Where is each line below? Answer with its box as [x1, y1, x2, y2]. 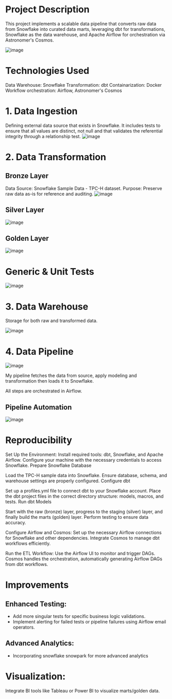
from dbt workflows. [5, 561, 48, 567]
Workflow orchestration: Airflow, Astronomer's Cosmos [5, 87, 122, 93]
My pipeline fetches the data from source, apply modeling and [5, 372, 137, 379]
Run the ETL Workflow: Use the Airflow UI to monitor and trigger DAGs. [5, 551, 156, 556]
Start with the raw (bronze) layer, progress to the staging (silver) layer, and [5, 508, 163, 515]
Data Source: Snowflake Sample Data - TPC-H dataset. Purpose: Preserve [5, 185, 163, 191]
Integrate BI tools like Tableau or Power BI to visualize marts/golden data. [5, 687, 160, 694]
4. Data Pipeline [5, 346, 74, 357]
